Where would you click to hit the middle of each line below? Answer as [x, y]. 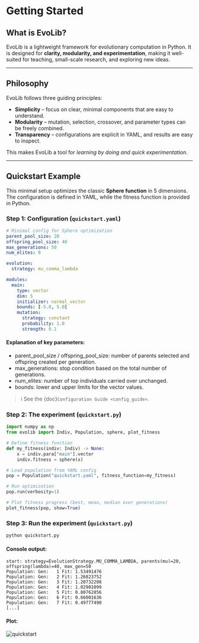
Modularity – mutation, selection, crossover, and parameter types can [100, 122]
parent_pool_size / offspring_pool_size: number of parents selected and [102, 356]
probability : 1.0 [43, 324]
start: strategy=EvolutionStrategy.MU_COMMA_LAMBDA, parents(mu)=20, [94, 561]
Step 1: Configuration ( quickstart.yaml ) [64, 218]
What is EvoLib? [36, 33]
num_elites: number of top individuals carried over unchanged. [91, 381]
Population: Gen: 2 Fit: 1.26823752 [54, 577]
